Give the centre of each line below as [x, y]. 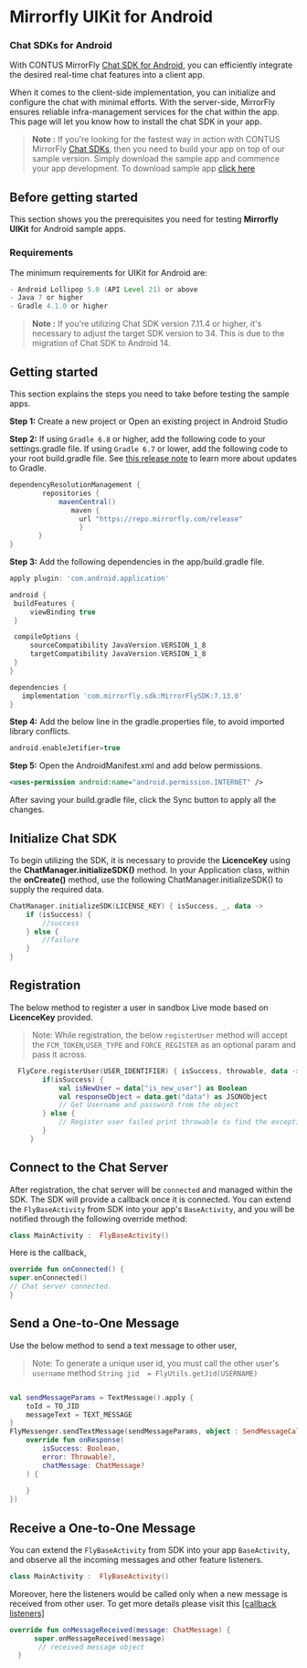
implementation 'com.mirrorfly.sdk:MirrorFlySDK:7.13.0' [132, 696]
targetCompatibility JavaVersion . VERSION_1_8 [118, 654]
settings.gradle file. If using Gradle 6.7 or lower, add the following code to [148, 449]
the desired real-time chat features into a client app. [107, 75]
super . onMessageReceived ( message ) [100, 1638]
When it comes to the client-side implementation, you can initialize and [143, 92]
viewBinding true [63, 612]
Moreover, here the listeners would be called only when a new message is [148, 1594]
